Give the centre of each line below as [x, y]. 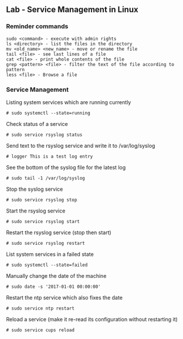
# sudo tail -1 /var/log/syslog [45, 178]
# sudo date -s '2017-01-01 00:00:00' [53, 287]
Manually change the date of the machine [56, 275]
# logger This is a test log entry [50, 156]
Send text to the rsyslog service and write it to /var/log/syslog [81, 145]
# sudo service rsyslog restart [45, 243]
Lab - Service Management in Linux [72, 10]
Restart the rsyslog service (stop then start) [59, 232]
